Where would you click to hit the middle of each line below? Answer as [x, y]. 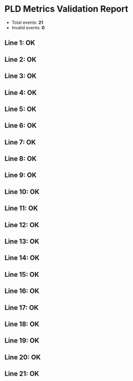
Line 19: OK [22, 341]
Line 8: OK [21, 159]
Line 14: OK [22, 258]
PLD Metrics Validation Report [66, 9]
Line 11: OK [21, 209]
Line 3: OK [21, 76]
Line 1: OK [20, 43]
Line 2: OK [21, 59]
